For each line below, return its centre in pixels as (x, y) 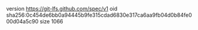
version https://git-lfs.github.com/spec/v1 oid (62, 9)
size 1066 (52, 21)
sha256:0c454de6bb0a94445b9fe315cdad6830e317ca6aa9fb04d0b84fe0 (99, 15)
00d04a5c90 (22, 21)
